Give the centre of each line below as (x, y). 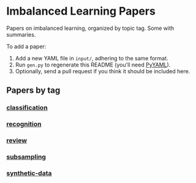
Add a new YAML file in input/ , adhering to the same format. (92, 58)
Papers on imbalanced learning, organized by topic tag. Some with (90, 28)
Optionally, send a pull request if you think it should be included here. (103, 71)
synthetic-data (29, 173)
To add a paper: (26, 46)
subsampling (26, 157)
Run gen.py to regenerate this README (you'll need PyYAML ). (93, 65)
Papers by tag (33, 91)
